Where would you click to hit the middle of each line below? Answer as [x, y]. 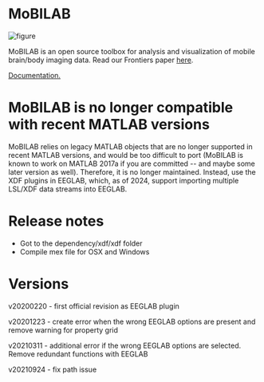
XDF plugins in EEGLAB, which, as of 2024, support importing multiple [124, 180]
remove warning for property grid [63, 330]
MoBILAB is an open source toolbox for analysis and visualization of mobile [132, 51]
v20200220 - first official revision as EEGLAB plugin [94, 306]
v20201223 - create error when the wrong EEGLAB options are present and [132, 321]
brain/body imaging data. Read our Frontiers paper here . [101, 60]
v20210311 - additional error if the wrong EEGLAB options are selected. [125, 345]
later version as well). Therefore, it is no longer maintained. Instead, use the [132, 171]
